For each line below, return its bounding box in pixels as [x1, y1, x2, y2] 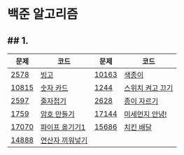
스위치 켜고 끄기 [124, 83, 174, 93]
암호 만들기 [40, 110, 75, 119]
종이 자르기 [124, 96, 159, 105]
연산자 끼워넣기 [40, 135, 88, 145]
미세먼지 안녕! [124, 110, 167, 119]
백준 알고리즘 [7, 6, 78, 22]
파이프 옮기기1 [40, 123, 86, 132]
